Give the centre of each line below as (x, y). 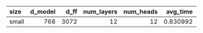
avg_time (179, 11)
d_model (43, 11)
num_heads (141, 11)
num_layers (100, 11)
